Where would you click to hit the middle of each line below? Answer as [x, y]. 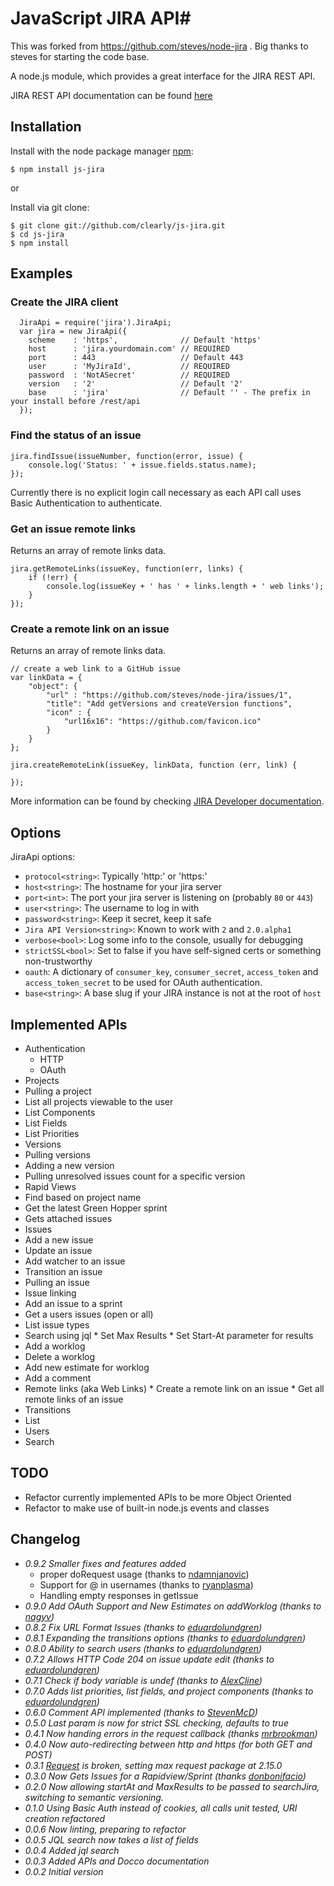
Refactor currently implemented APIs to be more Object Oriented [158, 1497]
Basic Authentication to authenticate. [86, 503]
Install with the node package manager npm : [102, 151]
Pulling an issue [57, 1282]
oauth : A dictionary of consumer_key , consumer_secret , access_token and [171, 972]
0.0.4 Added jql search [72, 1850]
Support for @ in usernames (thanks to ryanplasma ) [146, 1584]
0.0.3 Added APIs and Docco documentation [117, 1861]
